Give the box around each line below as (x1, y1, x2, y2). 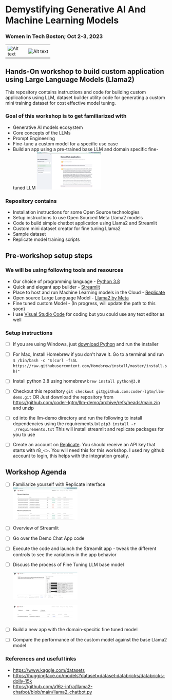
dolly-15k (12, 678, 32, 684)
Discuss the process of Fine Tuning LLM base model (12, 561, 124, 567)
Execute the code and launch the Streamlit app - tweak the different (12, 545, 157, 552)
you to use (12, 431, 35, 438)
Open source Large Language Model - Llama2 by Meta (12, 294, 129, 301)
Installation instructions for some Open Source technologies (12, 209, 140, 215)
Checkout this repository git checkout (12, 388, 94, 394)
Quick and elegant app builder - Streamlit (12, 283, 100, 290)
